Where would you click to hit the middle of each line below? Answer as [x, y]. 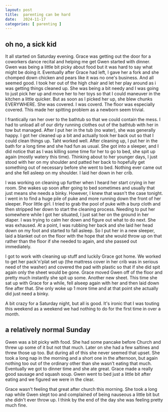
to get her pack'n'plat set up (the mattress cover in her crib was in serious [82, 262]
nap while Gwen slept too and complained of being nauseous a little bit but [82, 394]
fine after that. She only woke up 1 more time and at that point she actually [82, 288]
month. [13, 314]
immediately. [18, 247]
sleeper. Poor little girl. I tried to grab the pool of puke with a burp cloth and [83, 204]
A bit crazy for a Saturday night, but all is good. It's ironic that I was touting [82, 303]
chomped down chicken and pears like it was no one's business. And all [79, 78]
